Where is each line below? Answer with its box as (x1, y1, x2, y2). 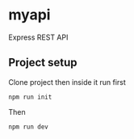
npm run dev (8, 123, 48, 131)
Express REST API (8, 32, 69, 42)
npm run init (8, 93, 52, 101)
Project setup (8, 56, 78, 69)
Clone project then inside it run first (8, 77, 127, 86)
